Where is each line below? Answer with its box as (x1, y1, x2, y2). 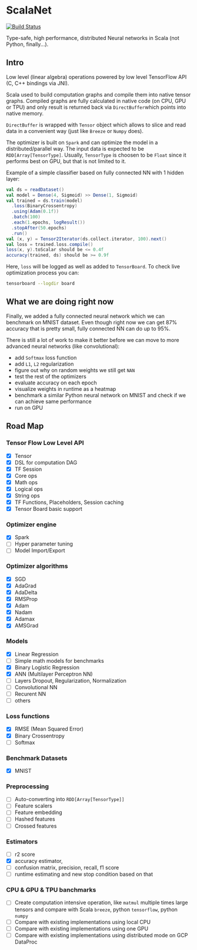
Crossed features (14, 822, 57, 829)
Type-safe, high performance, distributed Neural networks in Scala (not (6, 34, 179, 41)
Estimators (6, 837, 38, 845)
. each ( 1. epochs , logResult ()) (11, 220, 85, 225)
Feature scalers (14, 802, 53, 809)
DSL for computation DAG (14, 459, 78, 466)
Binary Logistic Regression (14, 663, 79, 671)
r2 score (14, 851, 35, 858)
